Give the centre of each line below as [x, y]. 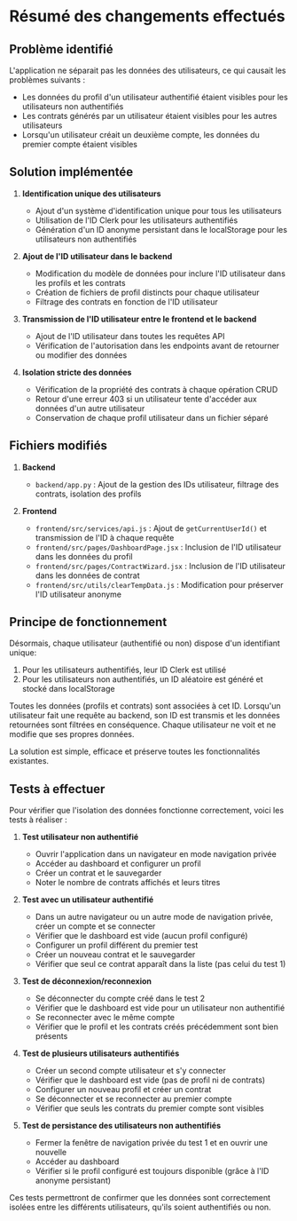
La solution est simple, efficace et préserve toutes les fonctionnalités [135, 751]
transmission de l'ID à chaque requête [105, 537]
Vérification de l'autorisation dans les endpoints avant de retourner [157, 345]
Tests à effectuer [57, 789]
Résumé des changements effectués [147, 16]
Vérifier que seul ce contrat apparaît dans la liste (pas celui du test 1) [160, 964]
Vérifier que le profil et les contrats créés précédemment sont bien [157, 1027]
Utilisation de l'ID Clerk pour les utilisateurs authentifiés [137, 220]
